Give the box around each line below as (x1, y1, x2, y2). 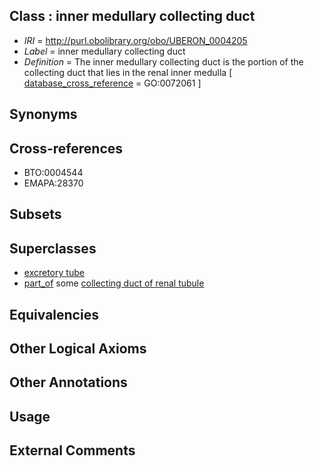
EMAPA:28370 (23, 177, 84, 189)
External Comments (9, 442, 136, 459)
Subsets (9, 206, 62, 223)
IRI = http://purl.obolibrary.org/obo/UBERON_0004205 (23, 34, 248, 46)
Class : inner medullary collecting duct (9, 8, 256, 25)
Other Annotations (9, 374, 128, 391)
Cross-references (9, 140, 124, 157)
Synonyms (9, 106, 78, 123)
